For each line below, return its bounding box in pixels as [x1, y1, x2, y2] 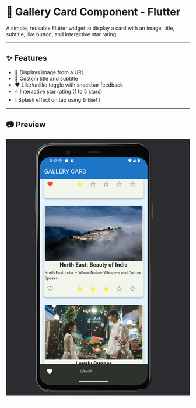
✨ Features [6, 53, 47, 63]
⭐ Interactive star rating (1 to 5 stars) [14, 88, 103, 95]
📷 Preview [6, 120, 46, 130]
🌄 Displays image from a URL [14, 68, 85, 75]
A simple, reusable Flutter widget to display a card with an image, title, [6, 25, 175, 32]
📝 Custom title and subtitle [14, 75, 78, 82]
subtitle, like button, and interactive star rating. [6, 30, 118, 37]
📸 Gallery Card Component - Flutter [6, 5, 181, 19]
